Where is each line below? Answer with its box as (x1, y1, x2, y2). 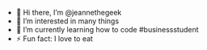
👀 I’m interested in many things (15, 16, 120, 26)
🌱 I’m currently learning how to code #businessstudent (15, 25, 200, 34)
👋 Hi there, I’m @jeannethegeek (15, 8, 122, 17)
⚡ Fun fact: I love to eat (15, 34, 93, 44)
